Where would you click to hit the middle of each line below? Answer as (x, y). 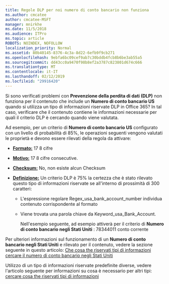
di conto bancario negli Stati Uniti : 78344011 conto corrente (84, 229)
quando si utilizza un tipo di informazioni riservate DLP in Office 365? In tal (83, 107)
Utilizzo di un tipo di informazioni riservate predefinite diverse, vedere (78, 265)
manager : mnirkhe (24, 24)
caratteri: (22, 188)
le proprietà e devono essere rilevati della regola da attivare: (68, 138)
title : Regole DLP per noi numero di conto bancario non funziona (77, 10)
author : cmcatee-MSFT (28, 19)
